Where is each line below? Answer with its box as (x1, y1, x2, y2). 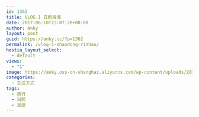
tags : (6, 86, 20, 92)
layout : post (6, 31, 38, 37)
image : (6, 69, 23, 75)
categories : (6, 74, 36, 80)
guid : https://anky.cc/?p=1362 (6, 36, 84, 42)
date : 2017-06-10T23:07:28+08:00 (6, 19, 89, 25)
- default (11, 53, 36, 58)
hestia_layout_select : (6, 47, 62, 53)
